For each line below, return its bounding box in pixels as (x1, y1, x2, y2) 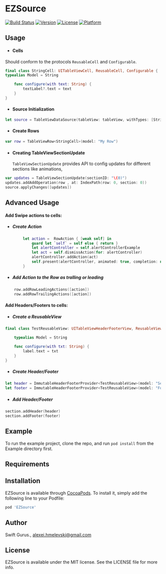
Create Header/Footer (12, 368, 59, 374)
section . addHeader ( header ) (5, 409, 61, 414)
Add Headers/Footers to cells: (5, 302, 68, 308)
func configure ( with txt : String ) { (14, 344, 90, 349)
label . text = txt (23, 348, 58, 353)
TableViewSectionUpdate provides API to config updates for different (12, 161, 151, 167)
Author (5, 518, 27, 527)
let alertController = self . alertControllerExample (31, 245, 140, 250)
